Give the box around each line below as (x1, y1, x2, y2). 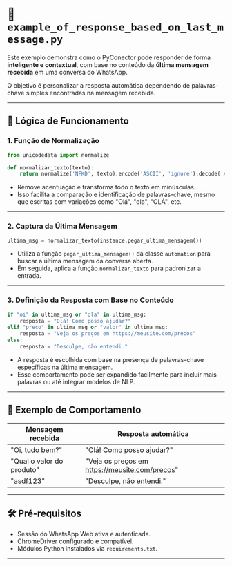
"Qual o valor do (10, 456, 64, 466)
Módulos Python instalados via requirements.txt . (17, 544, 158, 552)
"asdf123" (10, 476, 46, 486)
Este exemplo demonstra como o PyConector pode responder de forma (7, 53, 211, 62)
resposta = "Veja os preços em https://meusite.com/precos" (19, 330, 196, 337)
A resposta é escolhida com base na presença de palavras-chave (17, 355, 204, 364)
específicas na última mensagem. (17, 363, 113, 371)
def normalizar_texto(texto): (7, 164, 95, 171)
